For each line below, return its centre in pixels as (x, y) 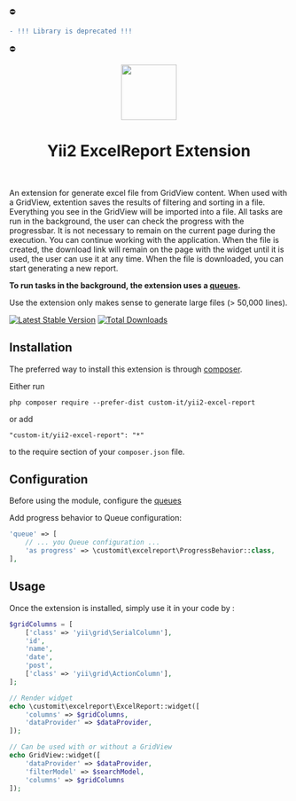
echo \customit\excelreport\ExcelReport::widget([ (105, 706)
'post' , (39, 666)
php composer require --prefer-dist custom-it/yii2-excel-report (132, 402)
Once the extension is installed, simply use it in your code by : (122, 608)
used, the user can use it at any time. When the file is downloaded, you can (146, 258)
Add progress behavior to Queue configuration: (95, 518)
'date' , (39, 657)
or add (21, 419)
